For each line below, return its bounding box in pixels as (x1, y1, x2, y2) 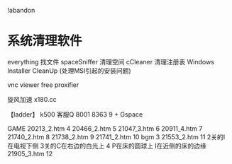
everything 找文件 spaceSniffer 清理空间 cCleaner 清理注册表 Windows (7, 57, 215, 66)
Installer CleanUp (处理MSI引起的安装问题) (7, 66, 131, 75)
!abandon (7, 6, 35, 14)
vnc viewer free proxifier (7, 81, 79, 89)
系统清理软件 (7, 33, 83, 49)
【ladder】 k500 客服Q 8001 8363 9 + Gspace (7, 110, 143, 119)
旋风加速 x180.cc (7, 95, 57, 103)
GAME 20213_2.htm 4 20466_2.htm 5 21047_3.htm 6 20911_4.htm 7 (7, 124, 203, 133)
